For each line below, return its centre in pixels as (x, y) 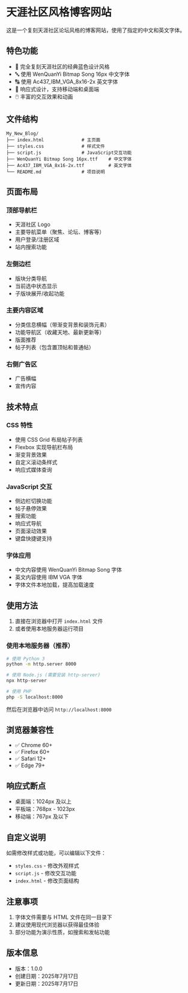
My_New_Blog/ (23, 133)
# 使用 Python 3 (26, 659)
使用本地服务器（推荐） (40, 646)
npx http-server (26, 681)
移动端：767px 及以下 (42, 817)
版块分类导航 (31, 278)
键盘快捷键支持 (33, 539)
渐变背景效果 (31, 454)
